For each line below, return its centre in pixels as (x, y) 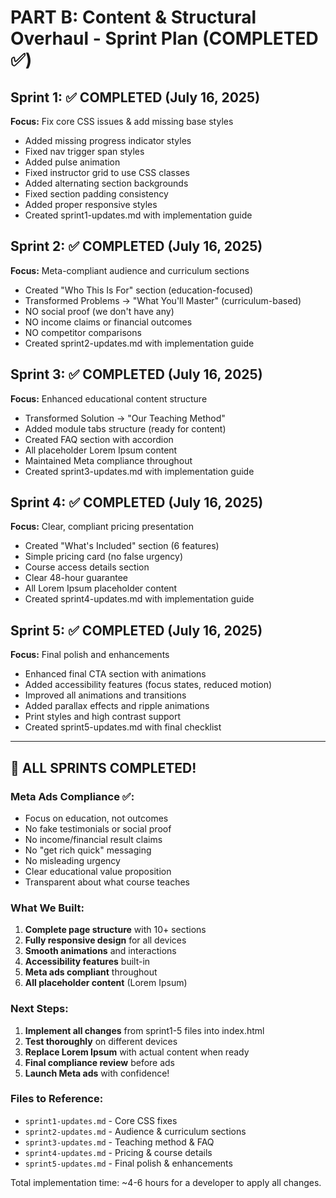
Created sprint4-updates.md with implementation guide (139, 599)
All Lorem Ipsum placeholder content (101, 588)
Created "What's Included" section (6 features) (122, 546)
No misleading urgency (72, 860)
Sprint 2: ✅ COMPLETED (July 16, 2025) (136, 246)
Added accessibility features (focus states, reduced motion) (148, 685)
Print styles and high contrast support (103, 717)
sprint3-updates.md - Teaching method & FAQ (119, 1142)
